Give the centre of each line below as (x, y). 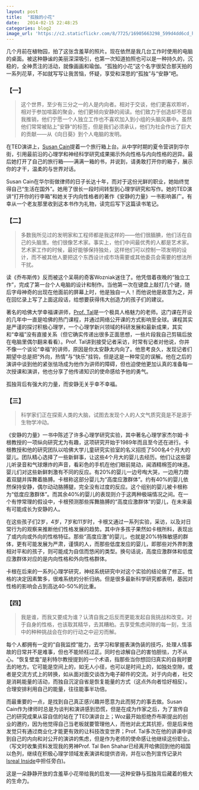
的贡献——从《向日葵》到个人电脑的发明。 (73, 134)
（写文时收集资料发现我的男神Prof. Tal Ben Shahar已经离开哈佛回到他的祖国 (98, 746)
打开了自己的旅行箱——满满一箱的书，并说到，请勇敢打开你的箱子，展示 (105, 161)
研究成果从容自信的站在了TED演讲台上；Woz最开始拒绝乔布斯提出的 (99, 716)
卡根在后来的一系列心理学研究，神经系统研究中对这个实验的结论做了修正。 (97, 572)
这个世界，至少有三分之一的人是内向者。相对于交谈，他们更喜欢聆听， (106, 104)
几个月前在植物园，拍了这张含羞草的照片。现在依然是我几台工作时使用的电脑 (99, 52)
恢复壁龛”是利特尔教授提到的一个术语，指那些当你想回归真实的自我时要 (105, 659)
